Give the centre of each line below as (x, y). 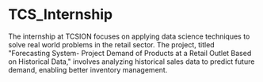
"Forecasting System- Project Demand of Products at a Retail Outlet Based (130, 53)
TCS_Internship (61, 15)
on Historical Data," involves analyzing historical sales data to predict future (131, 61)
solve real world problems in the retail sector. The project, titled (112, 44)
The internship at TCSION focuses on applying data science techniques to (129, 36)
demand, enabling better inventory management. (88, 69)
